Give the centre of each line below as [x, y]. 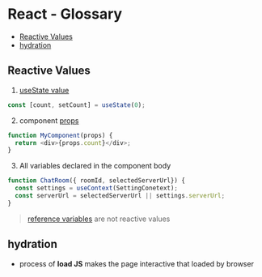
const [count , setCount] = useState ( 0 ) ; [77, 105]
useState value [44, 90]
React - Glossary [65, 14]
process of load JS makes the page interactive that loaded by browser [136, 263]
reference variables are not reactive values [99, 219]
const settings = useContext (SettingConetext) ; [97, 188]
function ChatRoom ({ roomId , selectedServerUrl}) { [96, 181]
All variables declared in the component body [95, 166]
